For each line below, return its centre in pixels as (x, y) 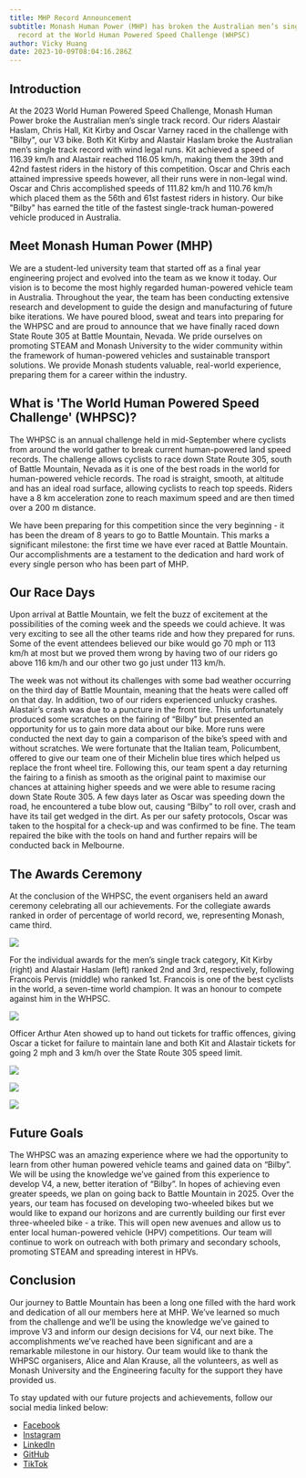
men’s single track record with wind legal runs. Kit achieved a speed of (142, 149)
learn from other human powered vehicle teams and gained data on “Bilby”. (150, 1165)
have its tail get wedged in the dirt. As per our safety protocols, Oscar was (149, 817)
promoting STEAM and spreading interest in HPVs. (104, 1252)
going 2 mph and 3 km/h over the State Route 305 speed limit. (126, 1053)
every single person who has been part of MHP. (99, 564)
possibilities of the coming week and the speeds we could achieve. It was (147, 624)
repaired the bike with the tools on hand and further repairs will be (133, 836)
